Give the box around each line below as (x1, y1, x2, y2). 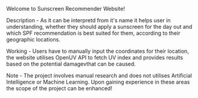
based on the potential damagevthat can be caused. (6, 60, 136, 67)
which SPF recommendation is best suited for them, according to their (6, 29, 180, 37)
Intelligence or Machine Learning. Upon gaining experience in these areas (6, 78, 190, 85)
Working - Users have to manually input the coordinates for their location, (6, 47, 189, 55)
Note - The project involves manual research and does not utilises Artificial (6, 72, 192, 79)
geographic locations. (6, 36, 60, 43)
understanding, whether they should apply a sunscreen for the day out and (6, 23, 193, 30)
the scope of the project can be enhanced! (6, 85, 113, 92)
